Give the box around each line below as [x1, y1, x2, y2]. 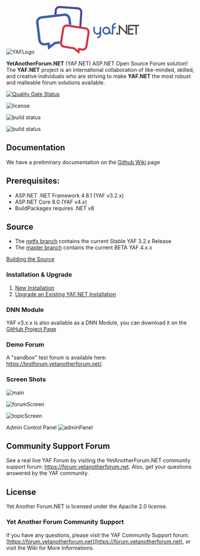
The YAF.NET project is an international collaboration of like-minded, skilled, [6, 66, 195, 73]
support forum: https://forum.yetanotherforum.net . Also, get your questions [6, 463, 192, 470]
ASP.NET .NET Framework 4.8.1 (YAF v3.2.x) [14, 192, 124, 199]
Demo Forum [6, 340, 45, 348]
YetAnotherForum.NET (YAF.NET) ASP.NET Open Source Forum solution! [6, 60, 188, 67]
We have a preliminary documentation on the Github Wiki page [6, 159, 160, 166]
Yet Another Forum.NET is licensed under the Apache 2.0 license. [6, 503, 168, 510]
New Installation [14, 284, 55, 291]
